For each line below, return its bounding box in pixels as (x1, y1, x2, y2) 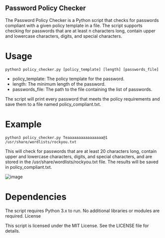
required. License (5, 213, 41, 219)
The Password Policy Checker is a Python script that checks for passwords (5, 17, 159, 23)
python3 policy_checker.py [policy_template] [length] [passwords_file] (5, 67, 159, 72)
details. (5, 228, 20, 234)
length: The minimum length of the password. (12, 81, 106, 87)
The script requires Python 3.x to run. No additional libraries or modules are (5, 208, 160, 214)
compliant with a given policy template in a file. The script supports (5, 22, 143, 28)
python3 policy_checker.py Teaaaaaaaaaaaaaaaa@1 (5, 135, 108, 140)
